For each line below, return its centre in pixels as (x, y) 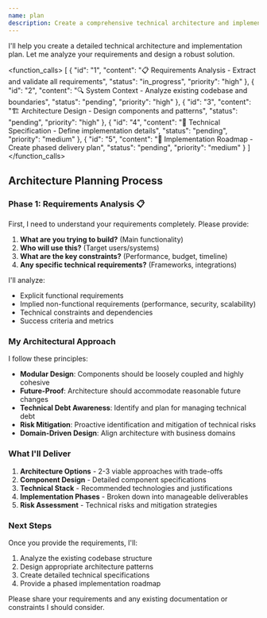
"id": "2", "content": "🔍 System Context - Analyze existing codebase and (128, 90)
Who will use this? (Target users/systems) (89, 248)
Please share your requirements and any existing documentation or (118, 599)
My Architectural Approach (62, 342)
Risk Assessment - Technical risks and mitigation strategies (118, 504)
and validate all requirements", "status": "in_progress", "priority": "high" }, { (131, 81)
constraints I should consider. (56, 608)
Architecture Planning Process (86, 181)
